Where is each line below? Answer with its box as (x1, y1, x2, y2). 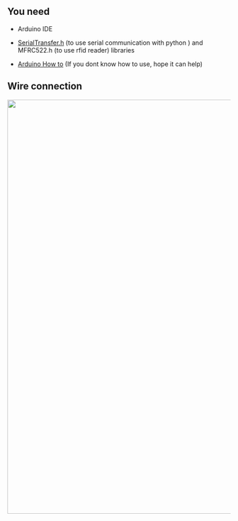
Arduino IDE (17, 24, 53, 33)
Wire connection (7, 80, 83, 92)
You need (7, 6, 50, 18)
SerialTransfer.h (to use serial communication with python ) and (17, 38, 203, 47)
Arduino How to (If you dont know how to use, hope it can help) (17, 60, 203, 68)
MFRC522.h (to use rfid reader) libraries (17, 45, 135, 54)
